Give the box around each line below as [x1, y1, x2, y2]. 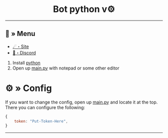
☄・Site [12, 43, 29, 49]
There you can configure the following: [5, 104, 85, 110]
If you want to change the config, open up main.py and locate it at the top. [5, 99, 158, 105]
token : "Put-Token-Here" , [14, 118, 68, 123]
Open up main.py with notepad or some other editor [12, 65, 119, 71]
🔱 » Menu [5, 29, 35, 38]
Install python [12, 59, 41, 65]
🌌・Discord [12, 49, 36, 55]
